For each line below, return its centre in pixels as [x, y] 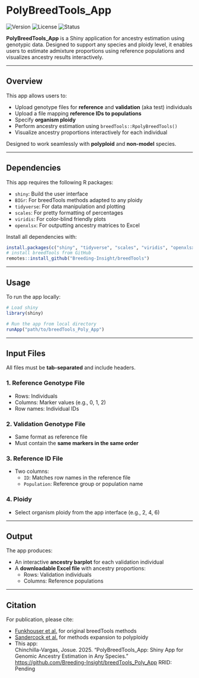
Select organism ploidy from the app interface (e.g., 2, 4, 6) [87, 512]
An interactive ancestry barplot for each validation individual [89, 562]
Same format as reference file [51, 437]
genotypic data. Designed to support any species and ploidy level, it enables [99, 44]
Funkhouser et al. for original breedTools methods [76, 631]
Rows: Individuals [36, 396]
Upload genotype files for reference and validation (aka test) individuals [103, 107]
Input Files [26, 353]
